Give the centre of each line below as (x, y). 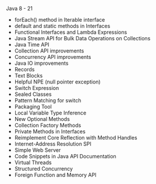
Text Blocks (29, 76)
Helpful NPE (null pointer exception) (57, 82)
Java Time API (32, 44)
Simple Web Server (38, 150)
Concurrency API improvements (53, 57)
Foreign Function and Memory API (55, 175)
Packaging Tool (33, 107)
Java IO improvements (41, 63)
